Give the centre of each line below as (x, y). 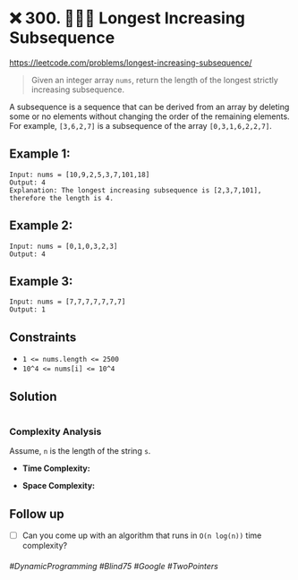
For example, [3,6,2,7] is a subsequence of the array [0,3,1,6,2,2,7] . (141, 125)
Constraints (43, 337)
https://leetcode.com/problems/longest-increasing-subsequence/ (131, 63)
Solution (33, 396)
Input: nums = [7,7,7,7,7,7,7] (68, 302)
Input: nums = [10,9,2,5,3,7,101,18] (80, 175)
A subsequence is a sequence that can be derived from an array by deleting (149, 107)
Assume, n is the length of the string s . (80, 451)
